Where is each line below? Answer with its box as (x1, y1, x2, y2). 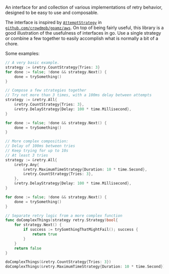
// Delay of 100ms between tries (5, 143, 75, 149)
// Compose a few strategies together (5, 88, 87, 93)
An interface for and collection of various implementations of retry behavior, (5, 5, 162, 10)
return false (14, 246, 42, 251)
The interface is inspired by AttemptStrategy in (5, 20, 102, 25)
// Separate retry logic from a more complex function (5, 213, 123, 218)
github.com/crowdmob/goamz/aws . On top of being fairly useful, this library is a (5, 25, 164, 31)
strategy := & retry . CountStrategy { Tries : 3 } (5, 65, 100, 70)
